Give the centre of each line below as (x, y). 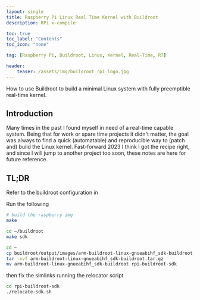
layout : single (25, 12)
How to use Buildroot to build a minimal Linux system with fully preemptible (98, 88)
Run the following (28, 204)
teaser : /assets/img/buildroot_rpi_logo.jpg (73, 71)
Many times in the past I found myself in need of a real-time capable (90, 128)
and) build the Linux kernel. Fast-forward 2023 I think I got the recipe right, (98, 147)
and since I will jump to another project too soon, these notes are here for (96, 153)
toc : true (18, 33)
